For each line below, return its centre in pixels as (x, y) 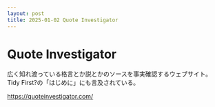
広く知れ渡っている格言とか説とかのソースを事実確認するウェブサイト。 (110, 74)
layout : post (26, 13)
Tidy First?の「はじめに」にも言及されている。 (73, 83)
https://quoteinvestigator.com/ (50, 97)
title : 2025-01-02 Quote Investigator (63, 20)
